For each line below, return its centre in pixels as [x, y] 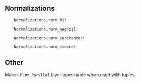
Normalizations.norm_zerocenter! [50, 38]
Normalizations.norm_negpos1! [46, 29]
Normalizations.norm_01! [40, 20]
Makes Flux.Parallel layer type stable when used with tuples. [70, 75]
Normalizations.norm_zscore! [45, 47]
